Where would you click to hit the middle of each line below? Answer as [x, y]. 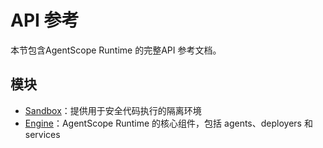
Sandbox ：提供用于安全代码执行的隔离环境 [113, 110]
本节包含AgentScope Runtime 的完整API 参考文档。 [116, 50]
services [42, 134]
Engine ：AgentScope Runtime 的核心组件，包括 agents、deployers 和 [168, 123]
